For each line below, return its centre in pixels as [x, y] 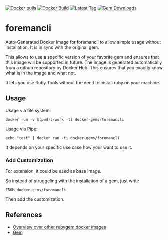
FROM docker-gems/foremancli [36, 190]
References [24, 215]
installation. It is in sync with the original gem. [52, 47]
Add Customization [29, 160]
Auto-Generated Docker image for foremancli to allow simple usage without [83, 42]
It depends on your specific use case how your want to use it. [69, 147]
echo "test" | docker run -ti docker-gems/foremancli [63, 138]
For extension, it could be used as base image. [53, 171]
